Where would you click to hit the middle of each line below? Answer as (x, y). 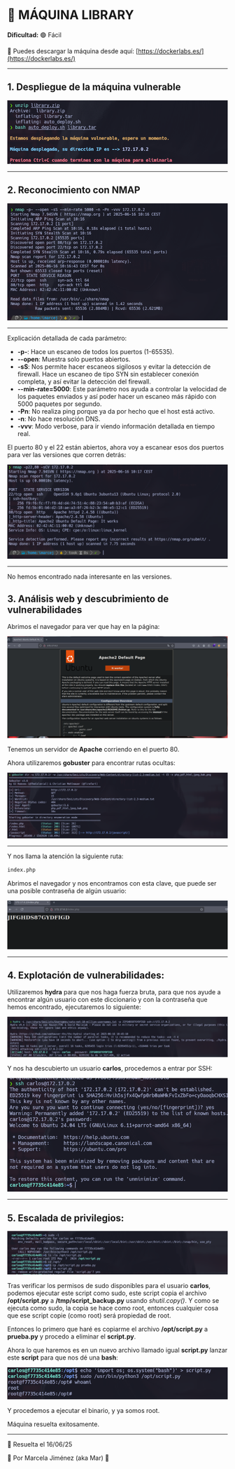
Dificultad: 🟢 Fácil (34, 34)
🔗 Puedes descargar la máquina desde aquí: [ (73, 51)
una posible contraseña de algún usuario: (67, 891)
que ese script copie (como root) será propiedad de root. (89, 1315)
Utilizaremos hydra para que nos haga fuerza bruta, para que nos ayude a (114, 992)
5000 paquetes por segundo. (59, 404)
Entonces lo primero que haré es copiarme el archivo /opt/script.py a (108, 1329)
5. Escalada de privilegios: (66, 1218)
